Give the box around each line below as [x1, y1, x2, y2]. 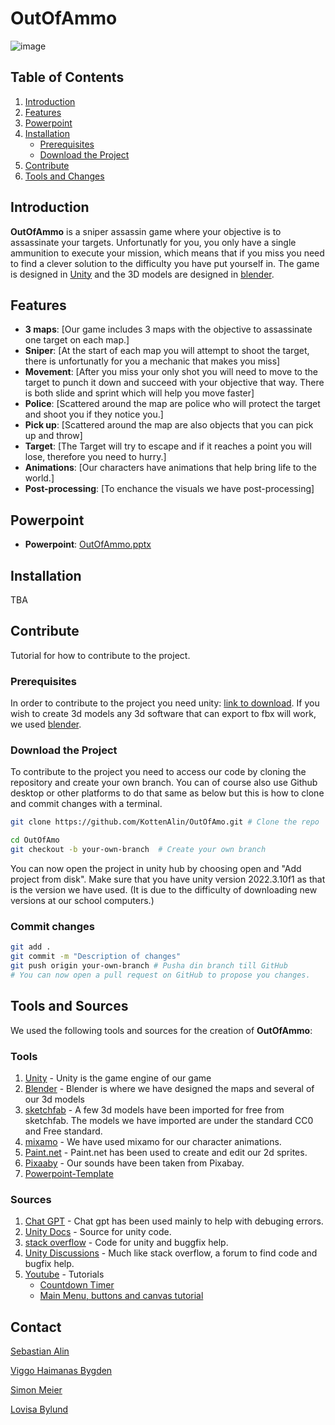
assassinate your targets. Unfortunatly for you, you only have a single [10, 236, 297, 248]
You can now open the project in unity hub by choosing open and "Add [10, 863, 302, 875]
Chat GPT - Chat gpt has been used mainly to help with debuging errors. [24, 1215, 324, 1227]
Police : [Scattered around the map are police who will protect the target [24, 398, 321, 410]
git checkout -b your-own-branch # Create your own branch [10, 845, 267, 855]
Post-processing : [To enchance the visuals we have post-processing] [24, 483, 315, 495]
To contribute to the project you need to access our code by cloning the [10, 766, 307, 778]
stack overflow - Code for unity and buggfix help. [24, 1237, 229, 1249]
